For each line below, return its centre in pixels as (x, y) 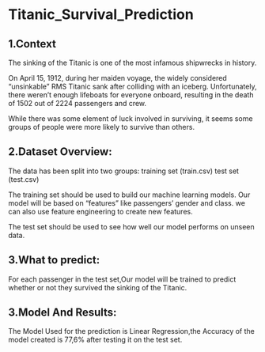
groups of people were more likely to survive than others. (102, 127)
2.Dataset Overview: (60, 152)
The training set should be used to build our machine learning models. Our (129, 195)
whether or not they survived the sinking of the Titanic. (98, 287)
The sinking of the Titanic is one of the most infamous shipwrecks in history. (132, 62)
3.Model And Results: (62, 313)
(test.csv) (24, 179)
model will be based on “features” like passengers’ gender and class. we (127, 202)
